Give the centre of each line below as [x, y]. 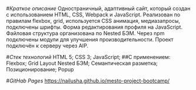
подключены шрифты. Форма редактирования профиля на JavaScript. [94, 27]
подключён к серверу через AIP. [47, 46]
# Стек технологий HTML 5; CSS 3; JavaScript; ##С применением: [88, 57]
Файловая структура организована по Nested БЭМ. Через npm [85, 33]
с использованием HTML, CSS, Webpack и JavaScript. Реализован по [93, 15]
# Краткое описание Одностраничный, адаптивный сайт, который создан [98, 8]
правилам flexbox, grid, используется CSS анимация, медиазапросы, [93, 21]
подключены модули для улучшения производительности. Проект [90, 39]
